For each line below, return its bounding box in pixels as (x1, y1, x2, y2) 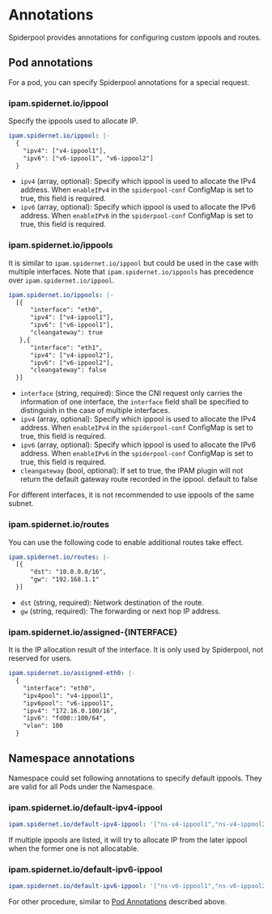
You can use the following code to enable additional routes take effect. (8, 537, 244, 547)
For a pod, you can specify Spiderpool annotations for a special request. (8, 77, 249, 87)
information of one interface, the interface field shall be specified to (19, 397, 249, 406)
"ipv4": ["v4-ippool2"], (29, 351, 114, 359)
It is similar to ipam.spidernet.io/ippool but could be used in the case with (8, 257, 259, 268)
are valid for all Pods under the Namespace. (8, 781, 155, 791)
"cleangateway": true (29, 329, 104, 337)
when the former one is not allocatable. (8, 844, 139, 853)
